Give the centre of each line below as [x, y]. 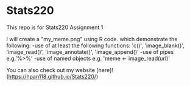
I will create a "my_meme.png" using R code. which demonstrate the [92, 39]
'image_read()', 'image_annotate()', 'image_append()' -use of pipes [90, 51]
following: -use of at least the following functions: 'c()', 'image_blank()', [95, 45]
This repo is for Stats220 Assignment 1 [55, 27]
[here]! [105, 70]
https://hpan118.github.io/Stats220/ [52, 76]
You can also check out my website [51, 70]
